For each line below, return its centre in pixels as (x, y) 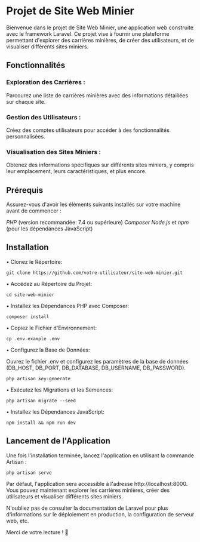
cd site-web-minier (30, 295)
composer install (28, 317)
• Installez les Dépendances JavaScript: (55, 412)
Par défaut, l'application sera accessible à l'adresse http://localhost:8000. (97, 484)
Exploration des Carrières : (46, 82)
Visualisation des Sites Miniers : (54, 152)
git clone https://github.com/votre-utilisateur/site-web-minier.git (95, 273)
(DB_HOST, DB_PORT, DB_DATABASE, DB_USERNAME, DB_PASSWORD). (96, 368)
